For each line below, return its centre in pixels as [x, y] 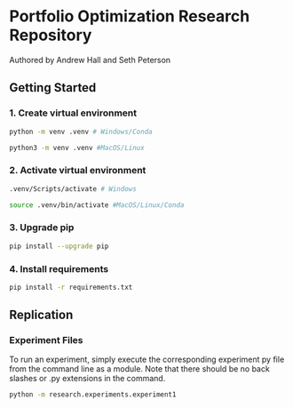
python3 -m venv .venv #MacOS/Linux [77, 148]
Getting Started [53, 88]
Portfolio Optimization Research [130, 16]
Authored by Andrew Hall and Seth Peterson [90, 60]
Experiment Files [46, 340]
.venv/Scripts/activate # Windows [73, 188]
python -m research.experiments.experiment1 [93, 395]
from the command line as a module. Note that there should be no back [140, 369]
